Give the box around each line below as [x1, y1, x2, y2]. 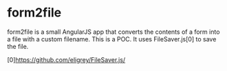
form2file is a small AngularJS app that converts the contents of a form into [7, 28, 220, 36]
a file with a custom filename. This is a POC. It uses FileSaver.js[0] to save [7, 34, 217, 43]
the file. [7, 42, 29, 50]
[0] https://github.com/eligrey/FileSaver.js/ [7, 55, 126, 63]
